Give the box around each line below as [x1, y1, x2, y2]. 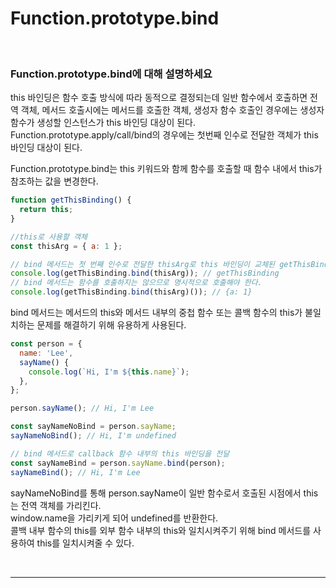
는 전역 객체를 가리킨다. [10, 499, 102, 511]
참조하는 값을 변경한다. [10, 175, 99, 187]
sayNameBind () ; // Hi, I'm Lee [10, 467, 141, 477]
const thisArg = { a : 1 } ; [10, 241, 123, 251]
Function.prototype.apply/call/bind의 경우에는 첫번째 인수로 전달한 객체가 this [10, 129, 319, 141]
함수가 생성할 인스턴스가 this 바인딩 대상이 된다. [10, 117, 197, 129]
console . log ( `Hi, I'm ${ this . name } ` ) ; [28, 367, 190, 377]
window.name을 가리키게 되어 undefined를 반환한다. [10, 512, 219, 524]
